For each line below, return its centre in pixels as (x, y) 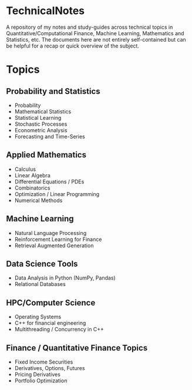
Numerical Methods (38, 200)
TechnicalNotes (46, 11)
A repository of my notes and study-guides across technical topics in (90, 27)
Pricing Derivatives (37, 374)
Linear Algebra (33, 175)
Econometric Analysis (41, 130)
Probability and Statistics (53, 91)
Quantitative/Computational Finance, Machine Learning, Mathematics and (95, 33)
